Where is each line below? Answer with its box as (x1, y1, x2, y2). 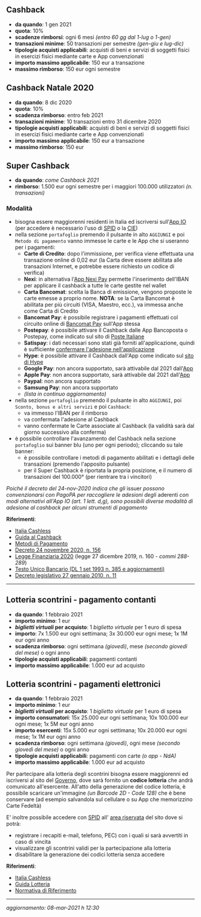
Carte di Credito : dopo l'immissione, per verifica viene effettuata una (23, 250, 194, 257)
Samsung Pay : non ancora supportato (23, 383, 118, 391)
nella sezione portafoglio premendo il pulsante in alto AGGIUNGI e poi (14, 230, 185, 238)
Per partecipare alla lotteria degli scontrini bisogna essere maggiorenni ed (6, 771, 188, 778)
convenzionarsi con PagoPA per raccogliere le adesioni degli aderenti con (6, 491, 189, 498)
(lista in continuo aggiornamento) (23, 390, 106, 397)
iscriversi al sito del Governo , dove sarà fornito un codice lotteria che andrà (6, 777, 193, 784)
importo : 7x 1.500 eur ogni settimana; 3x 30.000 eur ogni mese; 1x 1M (14, 630, 188, 637)
